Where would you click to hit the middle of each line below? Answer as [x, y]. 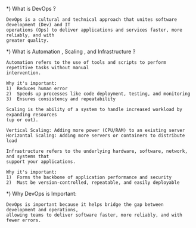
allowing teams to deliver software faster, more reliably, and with [94, 215]
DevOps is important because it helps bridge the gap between [85, 205]
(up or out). [22, 120]
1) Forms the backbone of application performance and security [89, 177]
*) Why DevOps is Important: [41, 194]
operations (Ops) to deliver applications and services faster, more [94, 30]
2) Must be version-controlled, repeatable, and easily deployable [93, 183]
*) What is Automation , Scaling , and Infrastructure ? [71, 51]
